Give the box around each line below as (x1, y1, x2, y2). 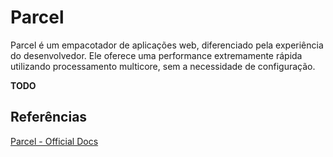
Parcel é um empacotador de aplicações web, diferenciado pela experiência (10, 39, 324, 51)
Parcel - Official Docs (10, 135, 99, 147)
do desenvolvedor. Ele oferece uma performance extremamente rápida (10, 49, 303, 61)
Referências (10, 109, 88, 126)
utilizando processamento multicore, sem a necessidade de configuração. (10, 60, 316, 72)
